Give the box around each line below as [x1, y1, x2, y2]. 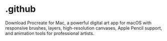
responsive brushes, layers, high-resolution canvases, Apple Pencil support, [5, 25, 162, 31]
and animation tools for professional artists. [5, 30, 94, 36]
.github [5, 3, 36, 15]
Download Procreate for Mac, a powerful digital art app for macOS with [5, 20, 151, 26]
